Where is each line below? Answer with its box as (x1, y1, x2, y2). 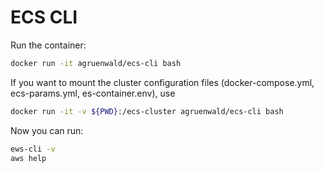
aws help (10, 153, 47, 163)
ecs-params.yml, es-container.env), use (10, 87, 176, 99)
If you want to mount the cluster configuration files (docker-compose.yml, (10, 76, 315, 88)
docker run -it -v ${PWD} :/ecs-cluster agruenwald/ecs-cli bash (10, 106, 284, 116)
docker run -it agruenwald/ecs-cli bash (10, 58, 182, 68)
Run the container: (10, 39, 87, 51)
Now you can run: (10, 124, 84, 136)
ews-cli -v (10, 144, 56, 154)
